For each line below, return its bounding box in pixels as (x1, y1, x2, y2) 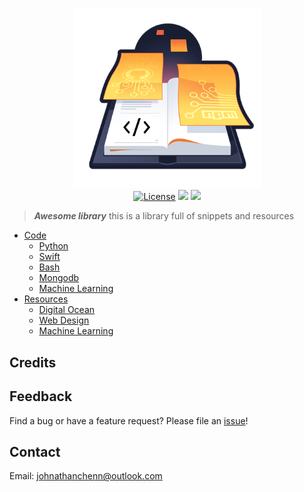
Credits (9, 354, 57, 371)
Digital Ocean (38, 304, 96, 316)
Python (38, 240, 69, 252)
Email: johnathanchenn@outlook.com (9, 470, 163, 482)
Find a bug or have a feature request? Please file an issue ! (9, 414, 249, 427)
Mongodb (38, 272, 80, 284)
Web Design (38, 314, 90, 327)
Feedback (9, 388, 73, 405)
